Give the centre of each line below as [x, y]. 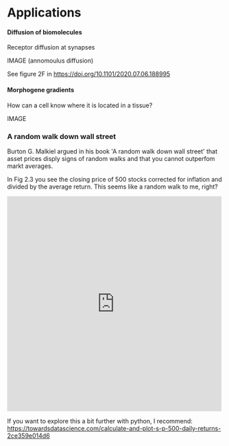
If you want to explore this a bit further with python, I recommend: [100, 421]
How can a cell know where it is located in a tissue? [80, 105]
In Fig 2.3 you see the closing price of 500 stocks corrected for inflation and [115, 179]
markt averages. [30, 166]
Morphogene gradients [41, 89]
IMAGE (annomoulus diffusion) [50, 61]
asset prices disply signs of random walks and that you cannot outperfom [111, 158]
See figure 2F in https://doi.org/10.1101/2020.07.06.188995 [89, 74]
